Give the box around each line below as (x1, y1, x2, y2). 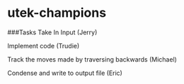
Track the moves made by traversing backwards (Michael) (7, 55, 177, 64)
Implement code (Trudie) (7, 41, 80, 50)
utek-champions (7, 5, 107, 21)
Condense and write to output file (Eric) (7, 69, 122, 77)
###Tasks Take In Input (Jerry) (7, 28, 98, 36)
